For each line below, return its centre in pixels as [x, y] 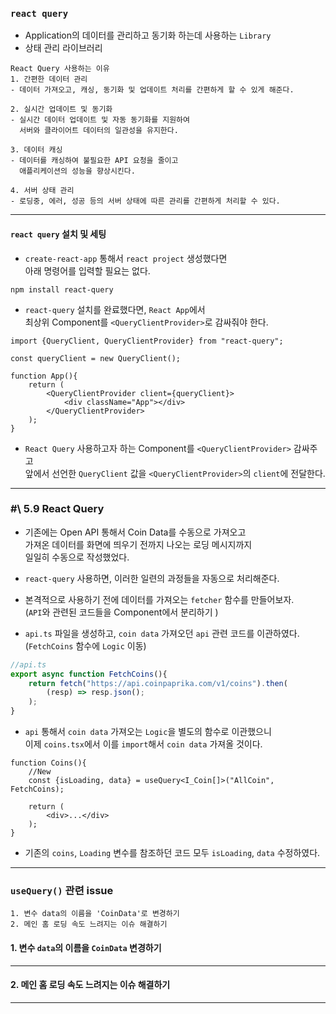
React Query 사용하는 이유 [60, 69]
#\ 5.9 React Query [57, 509]
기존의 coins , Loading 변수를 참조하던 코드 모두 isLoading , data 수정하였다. [172, 853]
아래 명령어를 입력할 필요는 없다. [87, 270]
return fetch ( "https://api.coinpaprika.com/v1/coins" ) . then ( [158, 683]
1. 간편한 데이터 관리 [49, 79]
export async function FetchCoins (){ [89, 674]
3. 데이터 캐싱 [36, 150]
